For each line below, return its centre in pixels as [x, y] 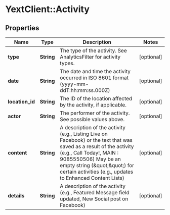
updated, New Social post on [94, 199]
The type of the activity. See [94, 50]
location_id [22, 102]
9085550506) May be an [91, 159]
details [16, 196]
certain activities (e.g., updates [97, 172]
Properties [22, 28]
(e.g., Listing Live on [84, 134]
